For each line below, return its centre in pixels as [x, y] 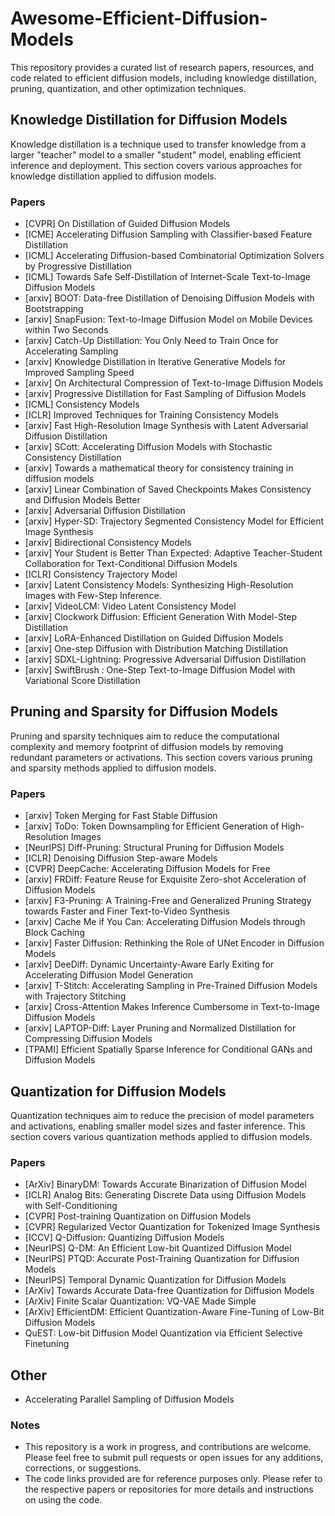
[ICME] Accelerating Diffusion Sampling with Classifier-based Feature [168, 234]
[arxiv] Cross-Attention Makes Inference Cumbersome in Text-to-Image [172, 1007]
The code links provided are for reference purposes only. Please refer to [173, 1479]
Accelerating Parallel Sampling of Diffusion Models [129, 1399]
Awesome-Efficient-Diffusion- [139, 18]
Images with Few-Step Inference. [93, 596]
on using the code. [63, 1500]
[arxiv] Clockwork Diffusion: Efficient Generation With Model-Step [161, 617]
